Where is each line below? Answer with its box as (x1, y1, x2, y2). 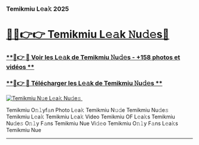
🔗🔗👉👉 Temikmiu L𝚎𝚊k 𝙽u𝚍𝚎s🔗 (6, 28, 170, 41)
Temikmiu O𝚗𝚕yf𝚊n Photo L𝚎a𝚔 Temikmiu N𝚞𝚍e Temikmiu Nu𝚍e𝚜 (6, 107, 169, 114)
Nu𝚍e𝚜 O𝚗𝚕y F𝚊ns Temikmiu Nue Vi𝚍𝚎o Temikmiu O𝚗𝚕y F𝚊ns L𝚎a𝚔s (6, 120, 179, 127)
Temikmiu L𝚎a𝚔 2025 (6, 5, 69, 13)
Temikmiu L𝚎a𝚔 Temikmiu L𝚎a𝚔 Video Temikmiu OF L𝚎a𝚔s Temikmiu (6, 113, 176, 120)
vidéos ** (6, 63, 34, 71)
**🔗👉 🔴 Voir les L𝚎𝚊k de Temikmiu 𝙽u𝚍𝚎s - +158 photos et (6, 53, 181, 62)
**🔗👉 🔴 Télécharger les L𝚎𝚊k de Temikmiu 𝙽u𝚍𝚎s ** (6, 79, 163, 87)
